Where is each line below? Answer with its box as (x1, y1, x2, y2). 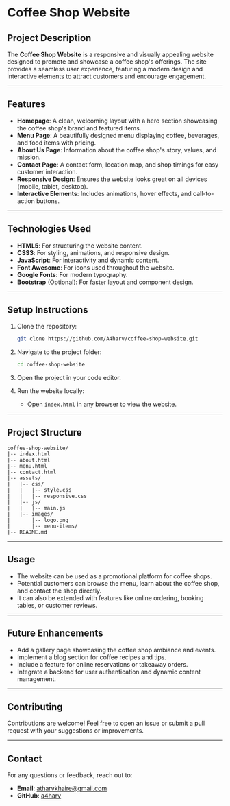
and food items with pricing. (16, 139, 97, 147)
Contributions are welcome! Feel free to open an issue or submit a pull (7, 719, 205, 728)
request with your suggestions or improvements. (7, 726, 144, 735)
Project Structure (7, 427, 82, 438)
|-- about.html (7, 457, 51, 464)
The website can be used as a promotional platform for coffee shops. (16, 571, 212, 580)
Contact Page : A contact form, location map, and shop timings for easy (16, 160, 219, 169)
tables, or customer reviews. (16, 601, 98, 609)
